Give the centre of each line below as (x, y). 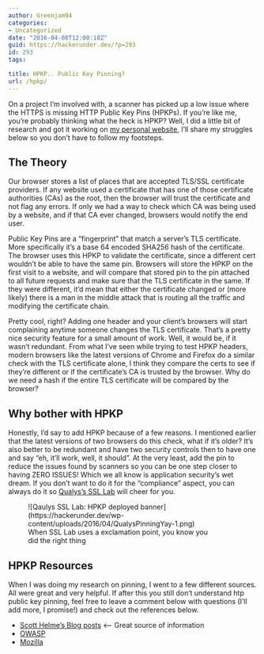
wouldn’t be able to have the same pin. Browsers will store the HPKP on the (131, 264)
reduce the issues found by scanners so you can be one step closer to (123, 466)
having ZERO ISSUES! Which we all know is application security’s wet (121, 475)
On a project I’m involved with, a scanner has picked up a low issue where (128, 104)
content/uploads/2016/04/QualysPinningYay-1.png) (111, 524)
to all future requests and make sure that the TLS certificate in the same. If (129, 281)
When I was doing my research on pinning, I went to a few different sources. (132, 585)
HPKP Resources (51, 566)
